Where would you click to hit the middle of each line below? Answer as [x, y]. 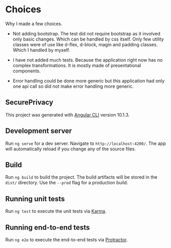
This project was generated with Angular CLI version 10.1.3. [68, 115]
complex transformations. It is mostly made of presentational [77, 65]
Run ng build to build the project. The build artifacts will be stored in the [81, 177]
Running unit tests [35, 199]
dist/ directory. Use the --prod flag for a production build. [67, 183]
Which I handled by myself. [41, 50]
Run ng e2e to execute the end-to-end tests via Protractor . [67, 240]
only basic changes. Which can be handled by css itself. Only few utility [88, 39]
